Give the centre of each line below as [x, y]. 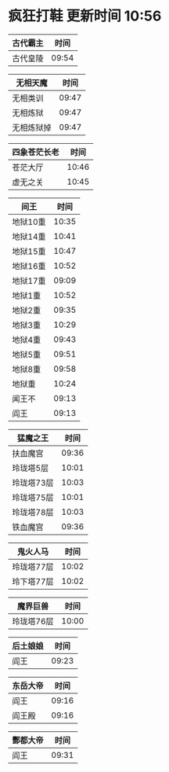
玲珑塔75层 [33, 498]
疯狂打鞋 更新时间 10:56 [85, 16]
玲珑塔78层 [33, 512]
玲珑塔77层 [33, 567]
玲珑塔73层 [33, 483]
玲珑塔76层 [33, 621]
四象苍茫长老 [36, 152]
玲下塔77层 [33, 581]
